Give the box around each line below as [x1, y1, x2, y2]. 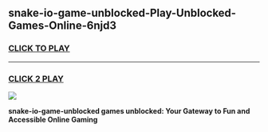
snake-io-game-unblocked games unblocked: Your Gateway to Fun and [8, 106, 250, 115]
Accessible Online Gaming [8, 114, 98, 124]
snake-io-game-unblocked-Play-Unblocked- [8, 6, 237, 20]
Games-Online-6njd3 [8, 19, 117, 33]
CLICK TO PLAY [8, 43, 70, 54]
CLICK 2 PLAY [8, 73, 64, 84]
